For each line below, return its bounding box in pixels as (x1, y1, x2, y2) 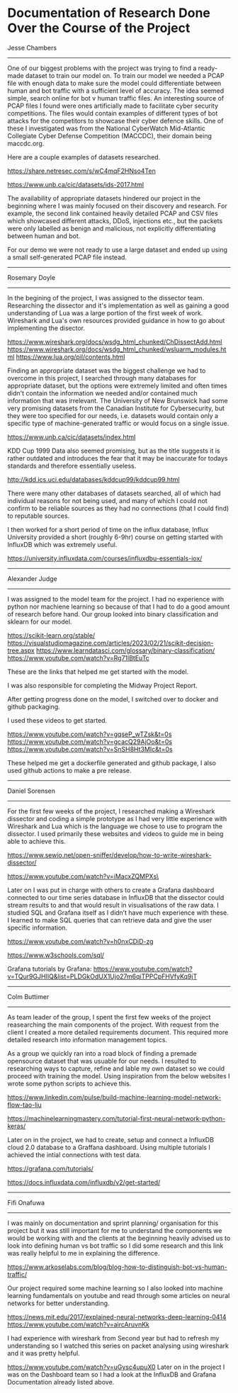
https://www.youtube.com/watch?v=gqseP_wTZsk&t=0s (7, 730, 172, 738)
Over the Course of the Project (7, 20, 191, 36)
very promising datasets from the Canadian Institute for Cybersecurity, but (7, 404, 225, 412)
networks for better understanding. (7, 1299, 110, 1307)
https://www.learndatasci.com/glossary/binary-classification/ (36, 646, 215, 655)
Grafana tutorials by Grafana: (7, 964, 92, 973)
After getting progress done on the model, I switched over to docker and (7, 694, 219, 703)
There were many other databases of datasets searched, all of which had (7, 489, 221, 497)
